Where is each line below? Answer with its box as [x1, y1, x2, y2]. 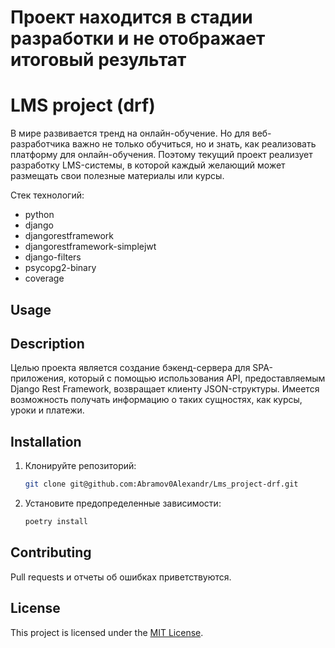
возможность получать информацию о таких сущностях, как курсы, [10, 394, 303, 406]
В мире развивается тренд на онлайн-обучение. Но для [10, 127, 250, 140]
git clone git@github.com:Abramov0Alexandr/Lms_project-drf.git [24, 479, 299, 490]
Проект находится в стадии [10, 6, 253, 29]
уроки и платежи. [10, 404, 85, 416]
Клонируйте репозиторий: [24, 460, 137, 472]
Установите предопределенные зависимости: [24, 497, 222, 510]
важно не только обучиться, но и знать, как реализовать [72, 138, 317, 150]
